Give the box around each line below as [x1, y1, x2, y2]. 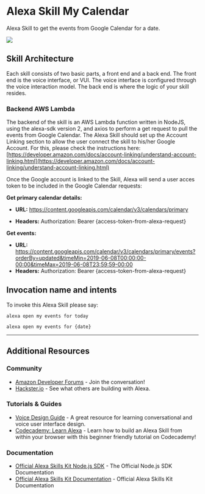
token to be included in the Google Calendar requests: [6, 182, 142, 190]
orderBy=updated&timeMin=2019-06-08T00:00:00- [15, 255, 146, 262]
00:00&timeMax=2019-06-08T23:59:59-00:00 [15, 261, 133, 268]
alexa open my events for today [6, 313, 88, 319]
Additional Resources [6, 346, 90, 357]
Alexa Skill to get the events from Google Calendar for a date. [6, 24, 160, 32]
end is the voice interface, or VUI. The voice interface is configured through [6, 76, 196, 84]
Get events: [6, 230, 37, 237]
